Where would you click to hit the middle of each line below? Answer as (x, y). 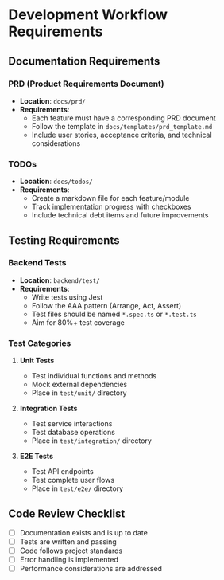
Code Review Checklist (67, 513)
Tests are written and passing (68, 542)
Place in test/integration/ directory (92, 441)
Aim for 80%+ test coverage (78, 322)
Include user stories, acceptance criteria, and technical (122, 135)
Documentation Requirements (84, 61)
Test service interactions (72, 424)
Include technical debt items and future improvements (120, 215)
